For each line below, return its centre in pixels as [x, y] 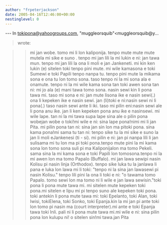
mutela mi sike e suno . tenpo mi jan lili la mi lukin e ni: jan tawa [95, 58]
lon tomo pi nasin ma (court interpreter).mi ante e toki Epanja [92, 207]
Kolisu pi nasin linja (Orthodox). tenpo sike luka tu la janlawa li [93, 164]
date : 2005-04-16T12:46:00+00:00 [40, 14]
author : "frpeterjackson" [32, 10]
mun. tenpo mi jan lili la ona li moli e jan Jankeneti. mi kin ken [92, 63]
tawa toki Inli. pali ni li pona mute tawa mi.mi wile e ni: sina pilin [94, 212]
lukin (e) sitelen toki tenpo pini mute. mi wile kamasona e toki [92, 68]
